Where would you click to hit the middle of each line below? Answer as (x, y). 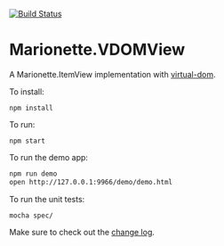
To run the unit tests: (47, 199)
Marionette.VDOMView (97, 50)
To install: (27, 91)
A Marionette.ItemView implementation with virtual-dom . (112, 74)
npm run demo (33, 174)
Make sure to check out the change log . (82, 232)
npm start (28, 141)
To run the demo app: (49, 157)
